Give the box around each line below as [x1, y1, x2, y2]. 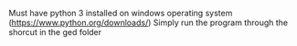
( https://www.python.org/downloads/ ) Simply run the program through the [8, 17, 289, 28]
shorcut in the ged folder [8, 27, 102, 37]
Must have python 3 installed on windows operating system [8, 8, 233, 18]
